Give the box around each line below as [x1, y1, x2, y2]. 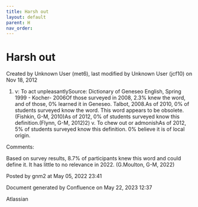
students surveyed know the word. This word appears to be [14, 107, 160, 114]
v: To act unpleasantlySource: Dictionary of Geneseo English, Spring [14, 88, 181, 95]
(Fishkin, [14, 113, 36, 120]
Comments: [6, 143, 34, 151]
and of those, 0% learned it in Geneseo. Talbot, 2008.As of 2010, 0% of [14, 101, 190, 108]
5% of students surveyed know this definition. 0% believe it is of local [14, 125, 185, 133]
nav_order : [6, 25, 33, 31]
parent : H [6, 20, 31, 25]
